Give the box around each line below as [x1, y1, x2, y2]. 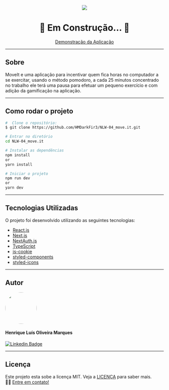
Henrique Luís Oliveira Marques [5, 329, 73, 336]
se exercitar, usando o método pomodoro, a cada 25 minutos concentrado [5, 77, 159, 83]
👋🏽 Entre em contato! [5, 379, 49, 385]
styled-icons [12, 259, 39, 265]
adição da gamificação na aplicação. [5, 87, 81, 93]
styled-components [12, 254, 54, 260]
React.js [12, 227, 30, 233]
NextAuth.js [12, 238, 37, 244]
